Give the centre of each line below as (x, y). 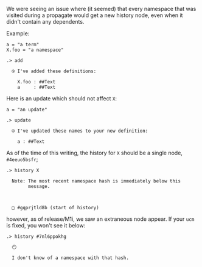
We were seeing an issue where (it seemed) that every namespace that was (101, 9)
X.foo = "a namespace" (35, 50)
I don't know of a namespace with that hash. (71, 258)
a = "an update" (27, 109)
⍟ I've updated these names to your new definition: (80, 131)
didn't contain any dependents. (45, 22)
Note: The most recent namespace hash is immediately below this (96, 181)
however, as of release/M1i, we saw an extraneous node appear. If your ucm (100, 219)
